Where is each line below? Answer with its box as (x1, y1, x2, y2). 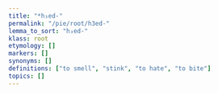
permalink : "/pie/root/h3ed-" (8, 19, 111, 27)
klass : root (8, 34, 48, 43)
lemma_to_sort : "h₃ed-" (8, 27, 89, 35)
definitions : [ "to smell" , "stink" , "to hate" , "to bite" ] (8, 65, 212, 73)
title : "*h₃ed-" (8, 11, 63, 20)
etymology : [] (8, 42, 57, 50)
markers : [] (8, 49, 48, 57)
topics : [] (8, 72, 45, 80)
